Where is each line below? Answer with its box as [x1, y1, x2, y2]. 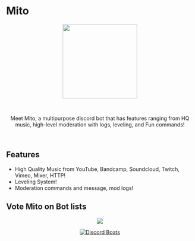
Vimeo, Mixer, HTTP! [14, 172, 65, 179]
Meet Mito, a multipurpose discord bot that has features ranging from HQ [10, 115, 190, 122]
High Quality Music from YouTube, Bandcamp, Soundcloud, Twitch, [14, 165, 180, 173]
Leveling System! [14, 178, 58, 185]
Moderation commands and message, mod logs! [14, 184, 134, 191]
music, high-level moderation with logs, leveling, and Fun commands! [15, 120, 185, 128]
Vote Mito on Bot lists [6, 202, 87, 212]
